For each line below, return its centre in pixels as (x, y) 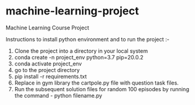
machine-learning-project (72, 11)
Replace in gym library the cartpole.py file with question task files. (97, 83)
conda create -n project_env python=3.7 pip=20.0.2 (79, 57)
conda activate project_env (48, 64)
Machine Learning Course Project (47, 28)
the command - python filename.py (58, 95)
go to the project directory (47, 70)
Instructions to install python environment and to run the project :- (88, 39)
